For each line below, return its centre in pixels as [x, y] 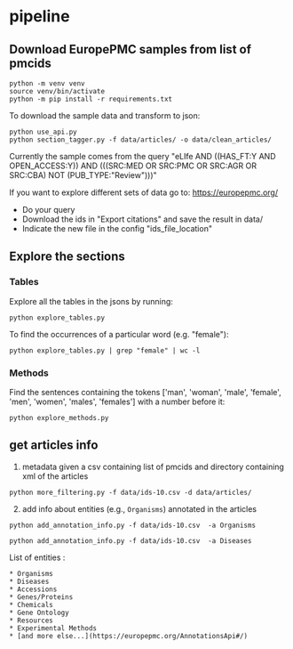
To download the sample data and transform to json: [105, 116]
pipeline [40, 16]
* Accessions [33, 589]
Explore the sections [67, 257]
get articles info [54, 446]
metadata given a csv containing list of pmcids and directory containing [153, 466]
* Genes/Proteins [41, 597]
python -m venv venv [48, 84]
